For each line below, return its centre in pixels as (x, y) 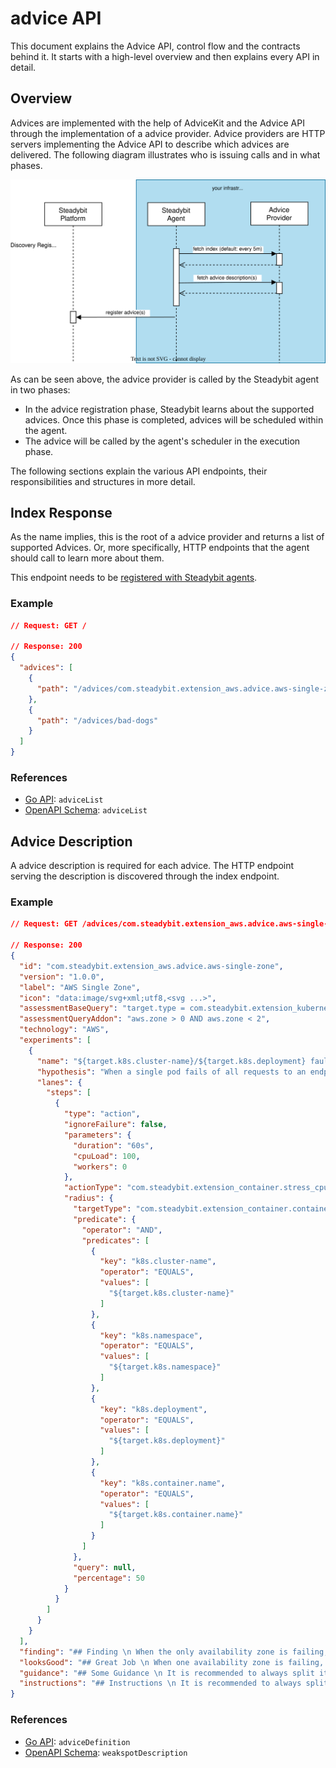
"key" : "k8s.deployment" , (153, 1409)
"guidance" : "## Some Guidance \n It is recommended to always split (167, 1673)
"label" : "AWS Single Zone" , (80, 987)
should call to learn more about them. (87, 558)
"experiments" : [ (55, 1040)
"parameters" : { (97, 1135)
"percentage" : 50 (109, 1578)
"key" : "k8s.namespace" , (151, 1335)
